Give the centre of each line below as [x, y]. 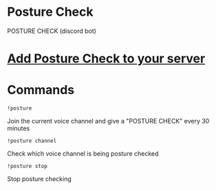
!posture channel [32, 141]
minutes [19, 128]
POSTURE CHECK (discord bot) [52, 31]
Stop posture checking [40, 179]
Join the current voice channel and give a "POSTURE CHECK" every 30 [108, 121]
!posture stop [28, 166]
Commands [41, 90]
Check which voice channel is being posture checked [83, 154]
